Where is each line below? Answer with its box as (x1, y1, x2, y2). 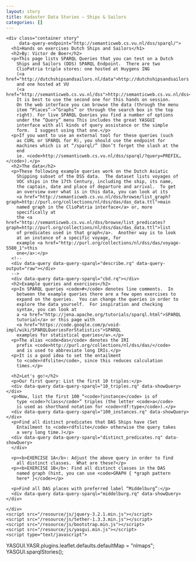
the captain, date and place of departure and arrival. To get (16, 184, 176, 190)
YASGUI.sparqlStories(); (6, 548, 64, 556)
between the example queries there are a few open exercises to (16, 291, 176, 297)
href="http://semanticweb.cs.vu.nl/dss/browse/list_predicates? (6, 220, 166, 226)
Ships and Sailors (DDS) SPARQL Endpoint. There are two (16, 61, 160, 67)
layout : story (6, 8, 41, 15)
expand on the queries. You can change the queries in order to (16, 297, 179, 302)
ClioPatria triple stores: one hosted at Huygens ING (16, 66, 150, 72)
